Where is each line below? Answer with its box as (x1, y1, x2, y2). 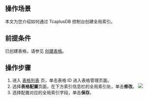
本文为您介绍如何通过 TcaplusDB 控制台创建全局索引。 (5, 19, 115, 24)
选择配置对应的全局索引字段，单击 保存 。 (12, 90, 94, 96)
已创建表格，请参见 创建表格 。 (5, 48, 67, 54)
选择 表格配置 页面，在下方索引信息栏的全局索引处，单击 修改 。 (12, 83, 137, 89)
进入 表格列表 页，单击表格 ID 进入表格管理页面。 (12, 78, 112, 83)
